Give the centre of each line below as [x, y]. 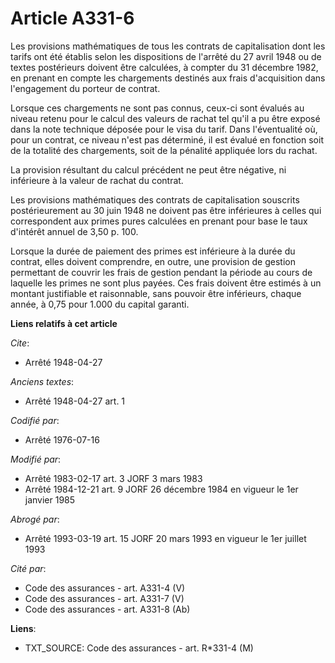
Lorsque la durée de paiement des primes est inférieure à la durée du [153, 251]
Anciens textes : [42, 381]
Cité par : [28, 568]
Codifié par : [35, 420]
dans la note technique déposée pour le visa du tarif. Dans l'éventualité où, [164, 129]
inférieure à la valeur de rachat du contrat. [97, 180]
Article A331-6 [72, 18]
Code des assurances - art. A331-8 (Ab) [107, 609]
